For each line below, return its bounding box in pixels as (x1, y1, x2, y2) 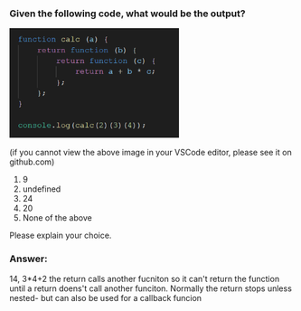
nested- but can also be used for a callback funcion (9, 292, 202, 303)
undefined (22, 184, 61, 194)
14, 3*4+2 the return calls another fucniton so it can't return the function (9, 273, 280, 284)
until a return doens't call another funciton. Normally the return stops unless (9, 283, 292, 294)
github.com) (9, 156, 55, 167)
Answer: (9, 252, 48, 265)
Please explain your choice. (9, 230, 112, 241)
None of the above (22, 212, 92, 223)
